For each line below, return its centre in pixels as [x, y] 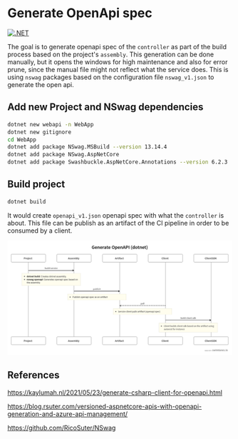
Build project [36, 185]
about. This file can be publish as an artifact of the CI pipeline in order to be [118, 223]
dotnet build [27, 201]
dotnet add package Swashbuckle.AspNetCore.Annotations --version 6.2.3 [118, 162]
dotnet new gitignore [40, 132]
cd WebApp [22, 140]
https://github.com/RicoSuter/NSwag [62, 428]
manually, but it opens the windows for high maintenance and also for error [118, 61]
